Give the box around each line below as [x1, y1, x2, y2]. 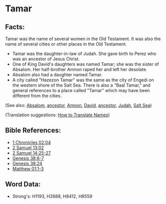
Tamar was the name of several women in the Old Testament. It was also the [5, 36, 161, 42]
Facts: [5, 23, 25, 31]
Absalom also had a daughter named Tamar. [12, 72, 103, 77]
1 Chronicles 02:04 [12, 139, 51, 145]
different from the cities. [12, 93, 62, 99]
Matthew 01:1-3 [12, 165, 44, 171]
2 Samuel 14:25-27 [12, 150, 51, 156]
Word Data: [5, 180, 41, 189]
